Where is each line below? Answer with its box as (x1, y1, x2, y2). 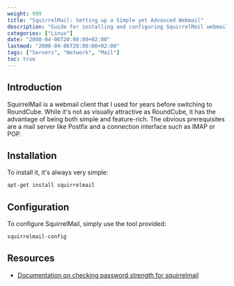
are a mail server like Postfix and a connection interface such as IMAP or (7, 122, 216, 130)
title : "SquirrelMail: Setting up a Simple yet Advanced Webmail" (7, 17, 204, 24)
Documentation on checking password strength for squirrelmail (17, 271, 199, 279)
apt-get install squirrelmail (7, 182, 95, 189)
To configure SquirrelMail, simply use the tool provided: (7, 220, 166, 228)
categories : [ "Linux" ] (7, 29, 73, 37)
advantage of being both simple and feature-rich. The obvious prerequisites (7, 114, 225, 123)
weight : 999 (7, 10, 42, 17)
